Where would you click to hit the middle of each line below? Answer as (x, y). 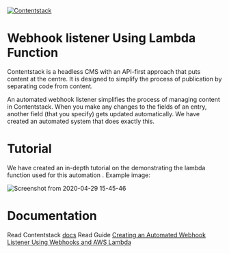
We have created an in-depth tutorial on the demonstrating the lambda (106, 168)
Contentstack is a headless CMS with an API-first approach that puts (104, 71)
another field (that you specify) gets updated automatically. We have (104, 114)
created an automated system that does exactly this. (81, 121)
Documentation (52, 216)
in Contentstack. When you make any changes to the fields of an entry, (107, 107)
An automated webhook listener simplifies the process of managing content (114, 99)
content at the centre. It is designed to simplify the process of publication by (114, 79)
